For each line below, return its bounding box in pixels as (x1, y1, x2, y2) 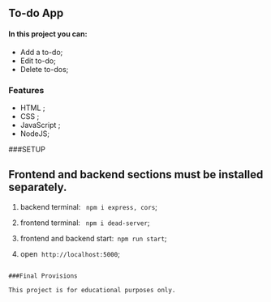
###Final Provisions (8, 271, 79, 280)
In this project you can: (8, 28, 88, 39)
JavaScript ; (19, 120, 61, 130)
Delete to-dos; (19, 64, 69, 74)
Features (8, 84, 45, 96)
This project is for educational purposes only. (8, 286, 176, 294)
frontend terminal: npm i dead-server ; (19, 218, 150, 228)
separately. (8, 181, 67, 194)
